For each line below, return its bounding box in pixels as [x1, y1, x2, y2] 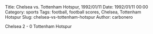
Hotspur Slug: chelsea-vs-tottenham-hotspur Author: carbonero [5, 14, 133, 20]
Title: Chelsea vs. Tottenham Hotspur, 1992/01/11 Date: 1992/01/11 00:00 [5, 4, 149, 10]
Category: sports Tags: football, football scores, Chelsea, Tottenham [5, 9, 141, 15]
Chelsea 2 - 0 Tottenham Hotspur [5, 23, 72, 29]
